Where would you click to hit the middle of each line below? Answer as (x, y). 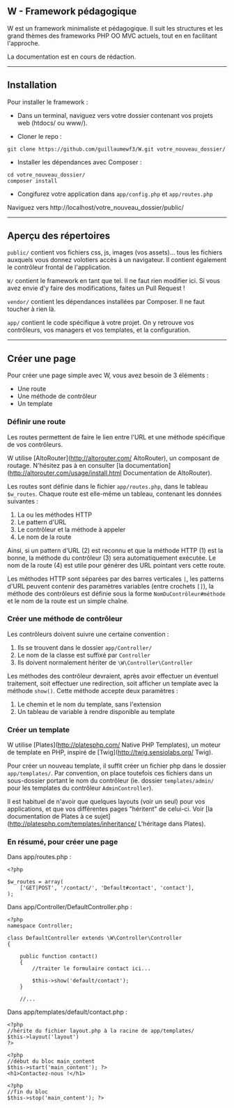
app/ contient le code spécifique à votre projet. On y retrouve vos (101, 323)
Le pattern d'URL (42, 522)
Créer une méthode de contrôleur (65, 618)
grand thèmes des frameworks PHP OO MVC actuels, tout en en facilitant (112, 36)
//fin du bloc (28, 1092)
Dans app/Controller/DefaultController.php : (70, 907)
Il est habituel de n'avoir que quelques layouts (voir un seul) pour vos (106, 802)
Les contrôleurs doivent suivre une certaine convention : (88, 634)
